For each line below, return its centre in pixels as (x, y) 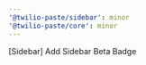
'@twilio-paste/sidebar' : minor (69, 17)
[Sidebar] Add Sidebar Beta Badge (73, 51)
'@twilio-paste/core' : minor (63, 26)
